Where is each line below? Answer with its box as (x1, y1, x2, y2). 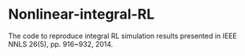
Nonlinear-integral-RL (8, 5, 155, 23)
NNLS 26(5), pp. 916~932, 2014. (8, 39, 113, 48)
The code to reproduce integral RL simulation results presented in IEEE (8, 31, 238, 40)
